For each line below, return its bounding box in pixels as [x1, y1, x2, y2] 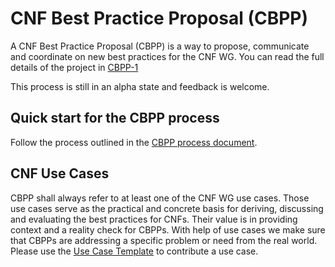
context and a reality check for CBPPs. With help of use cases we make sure [10, 223, 326, 236]
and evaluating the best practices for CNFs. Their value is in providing [10, 213, 298, 225]
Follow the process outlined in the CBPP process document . [10, 136, 258, 148]
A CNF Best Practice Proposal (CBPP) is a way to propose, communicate [10, 40, 310, 52]
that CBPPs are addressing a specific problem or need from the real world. [10, 234, 318, 246]
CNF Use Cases [10, 165, 110, 182]
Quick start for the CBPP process [10, 110, 220, 127]
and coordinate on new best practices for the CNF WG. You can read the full [10, 50, 325, 62]
